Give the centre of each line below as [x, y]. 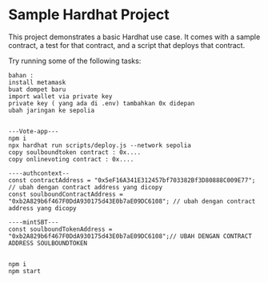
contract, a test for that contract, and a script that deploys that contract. [127, 45]
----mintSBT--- [34, 222]
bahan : [21, 75]
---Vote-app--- [34, 131]
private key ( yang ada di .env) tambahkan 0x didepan [102, 103]
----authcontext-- [39, 173]
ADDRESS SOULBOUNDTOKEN [48, 243]
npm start [25, 271]
